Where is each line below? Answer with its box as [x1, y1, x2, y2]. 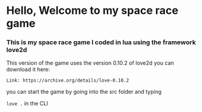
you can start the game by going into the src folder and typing [6, 88, 162, 96]
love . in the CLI [6, 100, 49, 107]
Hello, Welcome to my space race [6, 4, 178, 18]
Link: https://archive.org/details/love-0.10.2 [6, 77, 130, 84]
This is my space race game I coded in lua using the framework [6, 38, 197, 47]
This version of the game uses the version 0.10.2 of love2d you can [6, 59, 175, 67]
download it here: [6, 66, 50, 73]
